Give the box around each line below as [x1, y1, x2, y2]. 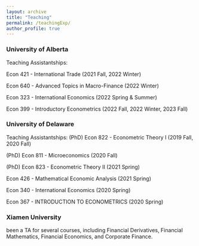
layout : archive [6, 8, 47, 15]
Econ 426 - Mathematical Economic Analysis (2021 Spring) [6, 175, 151, 182]
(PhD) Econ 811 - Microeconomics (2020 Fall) [6, 151, 118, 159]
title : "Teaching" [6, 14, 52, 20]
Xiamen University [6, 213, 62, 221]
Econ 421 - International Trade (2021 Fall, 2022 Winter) [6, 70, 142, 78]
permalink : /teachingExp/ [6, 20, 71, 26]
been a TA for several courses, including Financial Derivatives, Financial [6, 227, 183, 234]
